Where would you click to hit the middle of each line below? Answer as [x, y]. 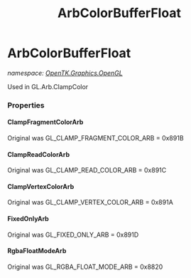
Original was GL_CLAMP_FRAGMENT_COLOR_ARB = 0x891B [95, 138]
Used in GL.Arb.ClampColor [48, 86]
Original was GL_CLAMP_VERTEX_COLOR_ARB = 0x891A [91, 202]
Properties [26, 105]
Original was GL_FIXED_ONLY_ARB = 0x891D [73, 235]
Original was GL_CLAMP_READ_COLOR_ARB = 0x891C [87, 170]
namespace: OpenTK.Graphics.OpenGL [65, 73]
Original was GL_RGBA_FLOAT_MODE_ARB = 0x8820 [85, 267]
